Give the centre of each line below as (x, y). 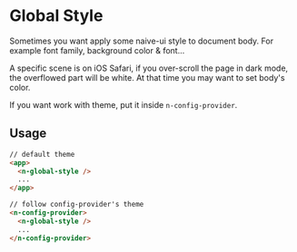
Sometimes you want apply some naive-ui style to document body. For (142, 41)
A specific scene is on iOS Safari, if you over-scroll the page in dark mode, (149, 68)
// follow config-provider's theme (77, 205)
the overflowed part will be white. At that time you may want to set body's (147, 77)
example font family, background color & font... (97, 50)
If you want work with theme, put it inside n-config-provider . (124, 104)
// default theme (42, 154)
